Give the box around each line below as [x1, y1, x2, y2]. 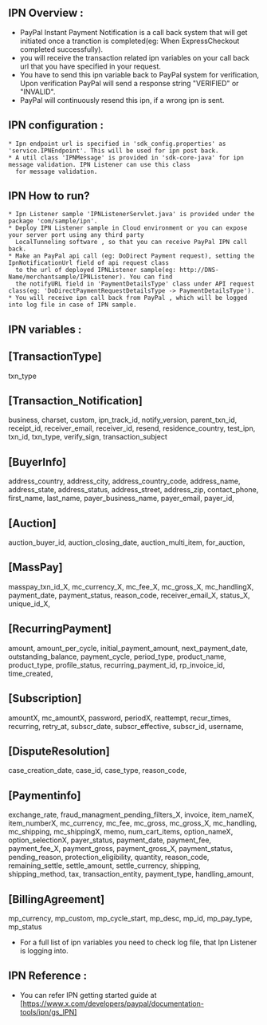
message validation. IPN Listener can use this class [8, 160, 191, 168]
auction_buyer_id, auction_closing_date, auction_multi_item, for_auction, [8, 538, 245, 547]
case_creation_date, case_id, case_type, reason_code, [8, 766, 187, 775]
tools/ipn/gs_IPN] [19, 1007, 77, 1016]
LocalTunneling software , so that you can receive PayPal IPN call [15, 239, 248, 246]
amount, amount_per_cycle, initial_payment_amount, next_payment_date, [8, 643, 249, 652]
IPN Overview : [8, 6, 84, 20]
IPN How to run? [8, 189, 90, 203]
